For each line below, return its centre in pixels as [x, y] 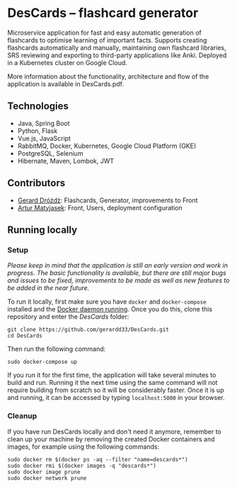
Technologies [38, 107]
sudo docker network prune [47, 478]
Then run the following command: [57, 349]
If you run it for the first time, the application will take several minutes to [112, 375]
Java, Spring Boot [44, 123]
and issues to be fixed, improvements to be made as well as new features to [118, 280]
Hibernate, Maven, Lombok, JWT [66, 161]
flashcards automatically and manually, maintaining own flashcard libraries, [117, 47]
